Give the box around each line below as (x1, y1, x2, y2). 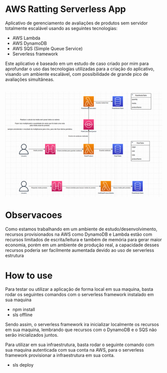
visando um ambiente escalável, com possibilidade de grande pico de (5, 71, 149, 77)
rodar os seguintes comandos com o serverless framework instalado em (5, 292, 154, 298)
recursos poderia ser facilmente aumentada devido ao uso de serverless (5, 247, 155, 253)
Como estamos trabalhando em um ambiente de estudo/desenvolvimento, (5, 226, 158, 232)
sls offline (12, 312, 33, 318)
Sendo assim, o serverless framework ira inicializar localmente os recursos (5, 322, 160, 328)
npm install (12, 307, 35, 313)
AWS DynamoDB (12, 40, 47, 46)
